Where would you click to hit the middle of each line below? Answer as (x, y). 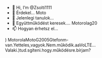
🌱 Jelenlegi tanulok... (33, 18)
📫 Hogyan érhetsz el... (35, 29)
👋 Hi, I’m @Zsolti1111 (32, 8)
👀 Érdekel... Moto (29, 13)
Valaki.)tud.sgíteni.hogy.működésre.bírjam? (48, 50)
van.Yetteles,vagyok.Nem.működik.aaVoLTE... (50, 45)
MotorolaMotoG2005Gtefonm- (38, 40)
